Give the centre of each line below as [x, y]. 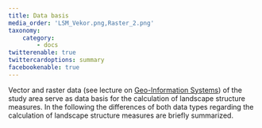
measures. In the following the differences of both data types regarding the [131, 107]
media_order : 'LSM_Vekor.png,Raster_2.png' [81, 23]
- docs [48, 45]
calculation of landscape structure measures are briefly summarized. [121, 115]
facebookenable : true [44, 68]
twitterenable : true [42, 52]
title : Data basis [39, 16]
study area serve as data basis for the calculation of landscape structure [127, 98]
